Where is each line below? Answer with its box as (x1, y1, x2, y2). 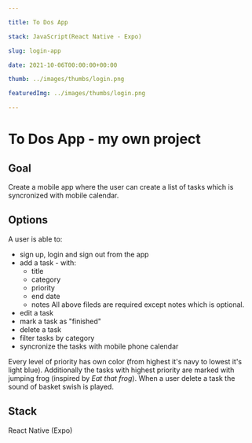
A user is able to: (8, 234, 63, 244)
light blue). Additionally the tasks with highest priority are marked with (8, 365, 235, 375)
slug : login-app (8, 46, 61, 55)
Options (8, 213, 49, 227)
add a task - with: (19, 257, 77, 268)
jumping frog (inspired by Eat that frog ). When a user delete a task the (8, 373, 236, 382)
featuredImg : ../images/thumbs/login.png (8, 90, 146, 98)
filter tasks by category (19, 333, 95, 342)
